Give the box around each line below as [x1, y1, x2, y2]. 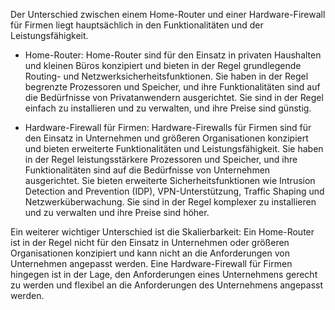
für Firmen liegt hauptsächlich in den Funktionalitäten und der [10, 19, 264, 31]
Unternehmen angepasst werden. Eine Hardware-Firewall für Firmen [10, 258, 293, 269]
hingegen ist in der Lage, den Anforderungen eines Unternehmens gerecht [10, 269, 318, 280]
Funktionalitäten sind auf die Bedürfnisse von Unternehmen [24, 164, 271, 176]
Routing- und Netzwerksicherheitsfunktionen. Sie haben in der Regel [24, 70, 309, 82]
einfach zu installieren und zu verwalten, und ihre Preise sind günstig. [24, 102, 312, 114]
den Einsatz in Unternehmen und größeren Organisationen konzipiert [24, 132, 309, 144]
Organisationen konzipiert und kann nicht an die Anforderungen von [10, 247, 290, 259]
